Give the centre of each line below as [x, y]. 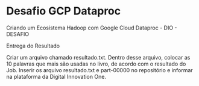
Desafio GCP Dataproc [64, 11]
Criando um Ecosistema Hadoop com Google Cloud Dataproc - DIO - [92, 28]
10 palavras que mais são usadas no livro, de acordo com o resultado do [96, 64]
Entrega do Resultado [33, 46]
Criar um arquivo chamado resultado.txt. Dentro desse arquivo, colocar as [98, 57]
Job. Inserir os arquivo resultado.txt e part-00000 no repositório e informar [99, 70]
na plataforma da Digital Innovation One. [56, 76]
